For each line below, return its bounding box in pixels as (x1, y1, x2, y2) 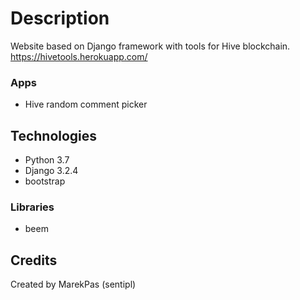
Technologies (10, 127, 98, 144)
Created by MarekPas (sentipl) (10, 278, 137, 291)
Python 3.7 (24, 154, 70, 166)
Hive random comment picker (24, 98, 148, 111)
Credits (10, 252, 58, 269)
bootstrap (24, 175, 66, 187)
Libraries (10, 200, 55, 214)
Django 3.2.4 (24, 165, 79, 177)
